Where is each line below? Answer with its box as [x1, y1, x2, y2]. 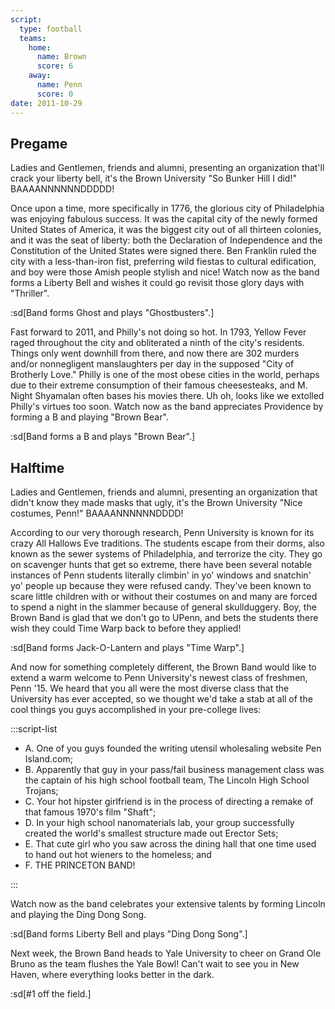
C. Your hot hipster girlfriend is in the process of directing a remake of [24, 796, 314, 808]
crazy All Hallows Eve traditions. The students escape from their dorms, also [10, 537, 326, 550]
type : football [19, 24, 83, 34]
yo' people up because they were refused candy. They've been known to [10, 580, 312, 592]
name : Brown [36, 52, 87, 62]
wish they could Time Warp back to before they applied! [10, 622, 242, 635]
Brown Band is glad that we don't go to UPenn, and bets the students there [10, 612, 319, 624]
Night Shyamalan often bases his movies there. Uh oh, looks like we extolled [10, 390, 325, 402]
